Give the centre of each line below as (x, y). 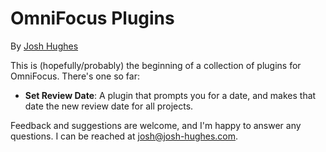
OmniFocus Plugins (92, 18)
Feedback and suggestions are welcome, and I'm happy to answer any (156, 125)
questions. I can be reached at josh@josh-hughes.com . (124, 136)
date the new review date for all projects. (109, 106)
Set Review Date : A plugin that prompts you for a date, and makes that (170, 95)
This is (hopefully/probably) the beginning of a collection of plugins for (156, 65)
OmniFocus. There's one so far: (75, 76)
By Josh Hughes (44, 46)
